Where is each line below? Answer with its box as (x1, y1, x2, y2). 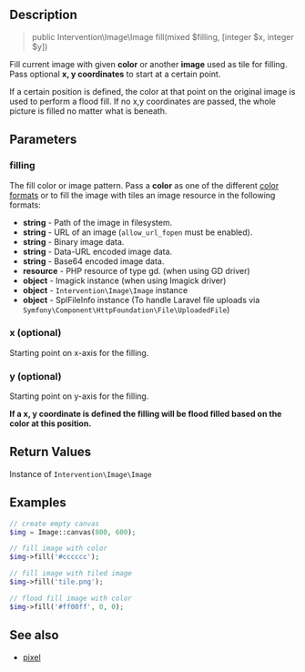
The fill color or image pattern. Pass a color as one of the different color (9, 179, 280, 190)
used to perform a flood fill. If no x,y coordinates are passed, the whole (9, 96, 276, 107)
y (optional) (9, 370, 62, 382)
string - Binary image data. (22, 236, 125, 247)
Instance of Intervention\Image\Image (9, 468, 152, 479)
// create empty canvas (9, 519, 100, 528)
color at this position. (9, 418, 92, 429)
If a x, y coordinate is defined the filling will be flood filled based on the (9, 409, 282, 420)
